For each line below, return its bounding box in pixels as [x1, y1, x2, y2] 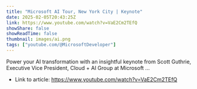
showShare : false [6, 25, 50, 31]
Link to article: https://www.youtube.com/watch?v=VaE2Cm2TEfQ [14, 75, 178, 83]
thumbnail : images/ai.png [6, 36, 70, 42]
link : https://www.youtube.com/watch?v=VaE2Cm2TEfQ [6, 20, 137, 26]
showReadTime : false [6, 31, 58, 37]
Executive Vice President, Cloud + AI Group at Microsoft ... [6, 64, 150, 71]
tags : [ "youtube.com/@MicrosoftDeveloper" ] [6, 42, 116, 48]
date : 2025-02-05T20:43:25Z [6, 14, 76, 20]
